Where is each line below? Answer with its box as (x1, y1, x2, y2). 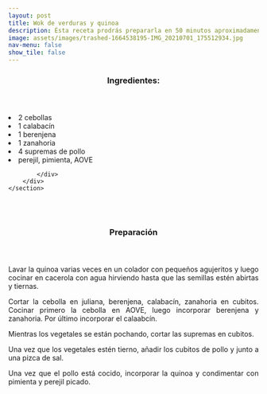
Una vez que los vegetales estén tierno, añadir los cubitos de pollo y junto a (8, 344, 259, 354)
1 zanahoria (18, 138, 56, 147)
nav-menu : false (8, 41, 62, 49)
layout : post (8, 11, 52, 20)
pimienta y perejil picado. (8, 376, 91, 386)
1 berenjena (18, 129, 56, 139)
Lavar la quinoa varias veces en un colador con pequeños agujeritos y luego (8, 264, 259, 274)
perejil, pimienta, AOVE (18, 154, 94, 164)
